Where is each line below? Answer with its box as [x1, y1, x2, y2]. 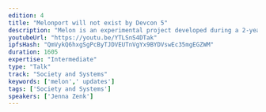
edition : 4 [8, 11, 44, 20]
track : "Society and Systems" [8, 70, 108, 78]
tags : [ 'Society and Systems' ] [8, 84, 112, 93]
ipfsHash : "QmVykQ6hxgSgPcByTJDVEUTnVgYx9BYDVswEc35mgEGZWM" [8, 41, 215, 49]
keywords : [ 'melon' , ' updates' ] [8, 77, 115, 85]
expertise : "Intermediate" [8, 56, 97, 64]
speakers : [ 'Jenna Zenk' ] [8, 92, 93, 100]
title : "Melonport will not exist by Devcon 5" [8, 19, 169, 27]
